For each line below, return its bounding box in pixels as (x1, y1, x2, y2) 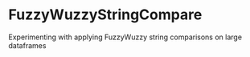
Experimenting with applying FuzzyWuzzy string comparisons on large (8, 32, 243, 42)
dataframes (8, 40, 47, 50)
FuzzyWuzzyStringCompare (8, 6, 203, 24)
